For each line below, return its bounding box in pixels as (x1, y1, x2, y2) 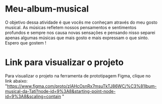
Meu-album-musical (5, 3, 89, 15)
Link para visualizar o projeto (5, 57, 124, 68)
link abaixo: (5, 78, 28, 84)
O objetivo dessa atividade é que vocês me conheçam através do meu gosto (5, 19, 158, 25)
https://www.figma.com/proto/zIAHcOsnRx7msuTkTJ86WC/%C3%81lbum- (7, 83, 157, 89)
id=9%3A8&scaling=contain (5, 93, 61, 99)
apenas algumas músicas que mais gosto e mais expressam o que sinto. (5, 35, 149, 41)
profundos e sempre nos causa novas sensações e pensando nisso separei (5, 30, 156, 35)
